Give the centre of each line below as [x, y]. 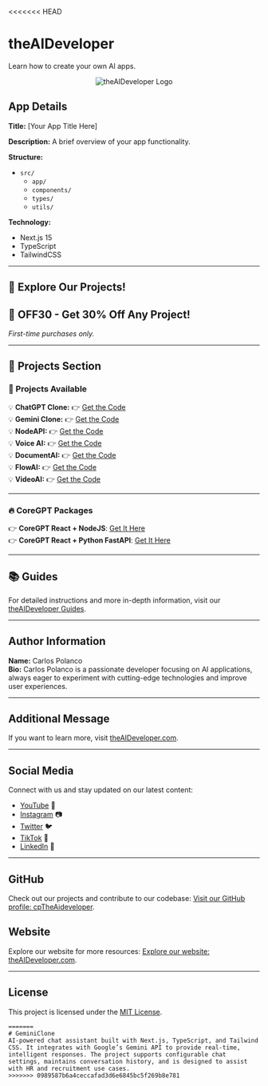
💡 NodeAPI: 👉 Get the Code [56, 431]
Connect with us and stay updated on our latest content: [101, 790]
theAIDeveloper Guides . [47, 608]
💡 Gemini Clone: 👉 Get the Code [64, 419]
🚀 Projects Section [55, 366]
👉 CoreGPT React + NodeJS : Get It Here [77, 528]
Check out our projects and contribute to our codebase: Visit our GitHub [127, 898]
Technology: [30, 222]
